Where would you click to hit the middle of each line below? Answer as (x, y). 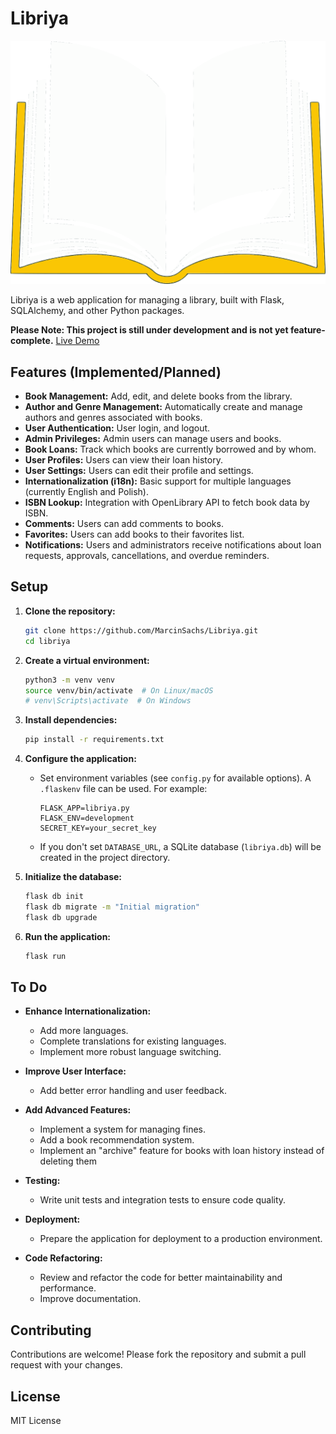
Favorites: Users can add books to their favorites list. (134, 534)
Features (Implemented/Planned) (116, 372)
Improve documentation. (90, 1299)
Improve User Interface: (75, 1071)
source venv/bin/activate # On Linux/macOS (119, 690)
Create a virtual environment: (87, 660)
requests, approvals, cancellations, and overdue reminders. (147, 556)
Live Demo (77, 341)
